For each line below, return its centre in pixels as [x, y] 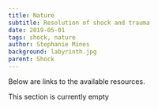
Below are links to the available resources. [77, 81]
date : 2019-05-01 [37, 30]
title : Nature [32, 15]
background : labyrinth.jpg [53, 52]
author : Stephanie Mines [49, 45]
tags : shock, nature [42, 37]
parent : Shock [32, 60]
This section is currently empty [58, 96]
